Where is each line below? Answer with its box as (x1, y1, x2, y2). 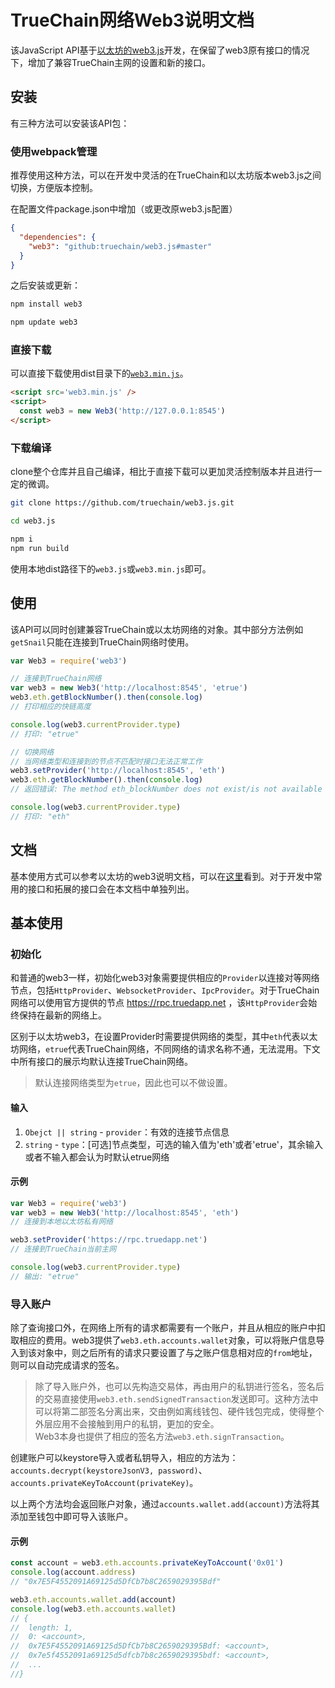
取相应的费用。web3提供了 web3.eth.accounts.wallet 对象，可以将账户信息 (10, 1334, 317, 1346)
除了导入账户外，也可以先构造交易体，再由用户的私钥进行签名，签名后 (34, 1381, 325, 1393)
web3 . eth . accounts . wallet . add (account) (10, 1594, 177, 1605)
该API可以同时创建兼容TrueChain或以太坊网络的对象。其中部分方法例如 (10, 623, 304, 635)
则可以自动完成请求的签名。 (10, 1359, 125, 1371)
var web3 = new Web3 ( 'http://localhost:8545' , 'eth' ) (10, 1207, 240, 1218)
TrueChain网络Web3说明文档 (10, 9, 255, 32)
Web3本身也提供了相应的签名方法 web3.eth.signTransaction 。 (34, 1431, 290, 1443)
